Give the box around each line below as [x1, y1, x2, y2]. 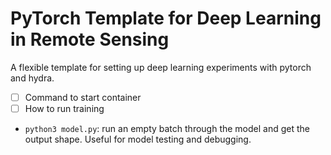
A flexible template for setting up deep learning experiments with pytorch [10, 61, 312, 73]
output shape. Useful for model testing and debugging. [24, 133, 252, 146]
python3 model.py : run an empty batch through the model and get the [24, 123, 311, 135]
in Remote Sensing [10, 28, 170, 51]
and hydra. [10, 72, 55, 84]
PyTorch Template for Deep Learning [10, 7, 322, 30]
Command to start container [24, 91, 142, 103]
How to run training [24, 103, 105, 114]
